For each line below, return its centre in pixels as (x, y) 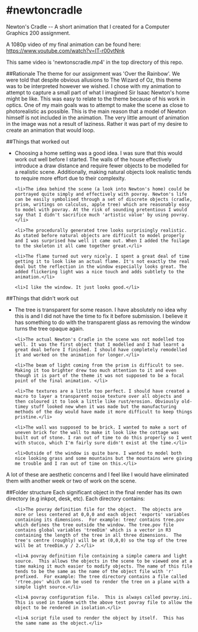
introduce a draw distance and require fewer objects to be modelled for (102, 166)
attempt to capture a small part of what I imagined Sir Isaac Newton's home (98, 92)
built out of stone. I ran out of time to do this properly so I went (103, 437)
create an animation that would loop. (51, 130)
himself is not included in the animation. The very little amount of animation (98, 117)
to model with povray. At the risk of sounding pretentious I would (101, 210)
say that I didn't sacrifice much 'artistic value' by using (92, 215)
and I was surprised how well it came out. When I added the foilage (102, 241)
